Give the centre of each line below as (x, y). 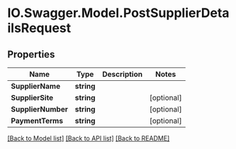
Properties (31, 54)
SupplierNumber (40, 109)
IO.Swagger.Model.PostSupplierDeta (118, 13)
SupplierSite (32, 98)
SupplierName (36, 86)
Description (123, 74)
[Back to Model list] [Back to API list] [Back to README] (89, 138)
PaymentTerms (37, 121)
